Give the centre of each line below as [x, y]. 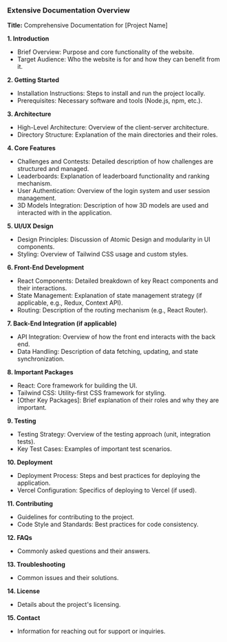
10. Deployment [30, 462]
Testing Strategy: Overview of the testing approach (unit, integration [114, 434]
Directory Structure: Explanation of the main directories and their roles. [117, 135]
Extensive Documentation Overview [69, 10]
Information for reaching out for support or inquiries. [91, 631]
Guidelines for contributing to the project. [76, 517]
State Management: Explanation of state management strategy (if [110, 296]
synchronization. [41, 359]
